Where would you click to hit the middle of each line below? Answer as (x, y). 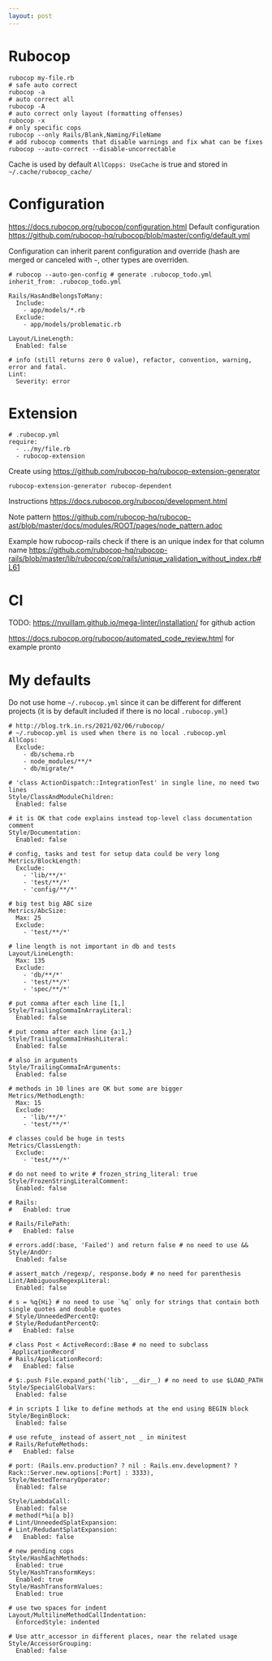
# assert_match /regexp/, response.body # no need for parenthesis (125, 1274)
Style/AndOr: (30, 1253)
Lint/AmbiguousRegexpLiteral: (60, 1281)
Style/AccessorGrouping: (50, 1644)
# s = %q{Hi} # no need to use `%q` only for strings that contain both (134, 1302)
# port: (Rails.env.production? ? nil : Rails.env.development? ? (123, 1466)
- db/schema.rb (49, 754)
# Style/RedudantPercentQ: (54, 1324)
